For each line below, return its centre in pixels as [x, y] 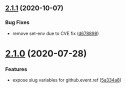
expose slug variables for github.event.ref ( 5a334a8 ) [67, 80]
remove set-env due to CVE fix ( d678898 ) [55, 33]
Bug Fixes [17, 22]
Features [16, 69]
